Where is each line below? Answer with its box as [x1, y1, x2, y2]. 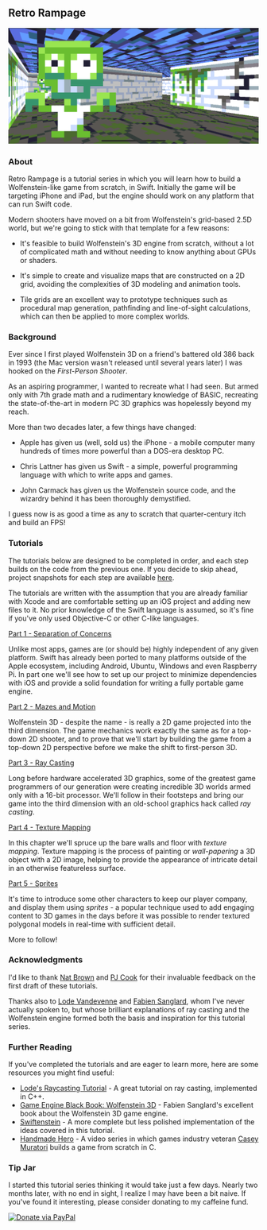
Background [8, 331, 57, 342]
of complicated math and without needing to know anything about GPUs [19, 246, 257, 257]
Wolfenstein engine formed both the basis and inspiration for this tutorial [8, 1013, 246, 1023]
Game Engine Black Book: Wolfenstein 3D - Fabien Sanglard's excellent [19, 1100, 254, 1110]
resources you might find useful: [8, 1068, 115, 1077]
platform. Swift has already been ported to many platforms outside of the [8, 652, 247, 662]
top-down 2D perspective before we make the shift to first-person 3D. [8, 742, 238, 752]
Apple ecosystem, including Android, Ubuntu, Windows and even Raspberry [8, 661, 257, 671]
